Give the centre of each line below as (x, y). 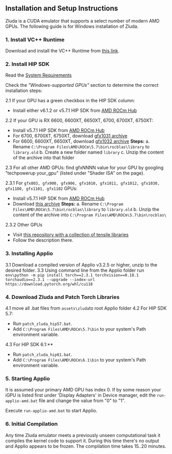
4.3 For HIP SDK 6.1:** (29, 344)
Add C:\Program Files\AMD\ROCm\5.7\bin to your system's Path (79, 329)
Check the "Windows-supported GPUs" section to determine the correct (82, 85)
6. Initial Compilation (32, 424)
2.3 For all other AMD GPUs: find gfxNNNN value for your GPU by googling (84, 168)
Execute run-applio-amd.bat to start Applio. (51, 411)
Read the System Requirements (39, 75)
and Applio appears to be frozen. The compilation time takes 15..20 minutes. (86, 446)
